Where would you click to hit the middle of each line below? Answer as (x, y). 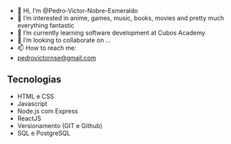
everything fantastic (46, 25)
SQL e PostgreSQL (44, 133)
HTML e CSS (36, 96)
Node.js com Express (47, 111)
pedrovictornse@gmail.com (57, 58)
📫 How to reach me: (47, 48)
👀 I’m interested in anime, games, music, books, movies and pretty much (121, 18)
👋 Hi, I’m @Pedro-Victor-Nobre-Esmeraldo (77, 11)
